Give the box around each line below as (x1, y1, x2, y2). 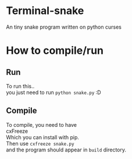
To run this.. (6, 82, 35, 89)
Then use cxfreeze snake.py (6, 140, 74, 147)
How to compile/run (6, 44, 104, 57)
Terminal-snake (6, 4, 84, 18)
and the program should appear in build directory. (6, 146, 127, 153)
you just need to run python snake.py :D (6, 89, 101, 96)
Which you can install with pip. (6, 133, 80, 141)
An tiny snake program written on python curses (6, 23, 122, 30)
